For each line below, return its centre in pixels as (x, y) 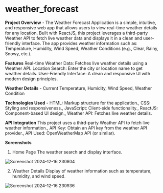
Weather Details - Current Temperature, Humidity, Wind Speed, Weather (79, 88)
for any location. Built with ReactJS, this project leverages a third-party (77, 33)
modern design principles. (31, 79)
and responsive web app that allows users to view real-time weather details (81, 27)
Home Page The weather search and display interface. (67, 152)
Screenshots (18, 142)
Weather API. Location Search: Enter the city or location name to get (74, 68)
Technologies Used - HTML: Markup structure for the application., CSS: (78, 103)
